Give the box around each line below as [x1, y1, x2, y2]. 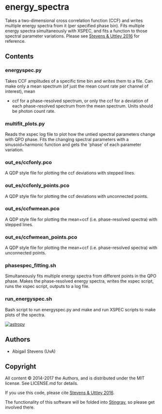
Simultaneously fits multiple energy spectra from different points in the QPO [5, 273, 157, 279]
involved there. [5, 404, 35, 410]
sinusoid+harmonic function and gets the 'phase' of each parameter [5, 142, 142, 147]
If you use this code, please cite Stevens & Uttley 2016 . [5, 390, 115, 396]
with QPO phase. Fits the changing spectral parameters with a [5, 136, 129, 142]
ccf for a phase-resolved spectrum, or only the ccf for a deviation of [12, 98, 149, 104]
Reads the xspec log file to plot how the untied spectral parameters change [5, 131, 156, 137]
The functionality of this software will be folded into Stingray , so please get [5, 399, 155, 405]
